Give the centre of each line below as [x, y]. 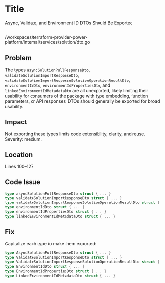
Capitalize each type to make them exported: [51, 243]
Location [19, 155]
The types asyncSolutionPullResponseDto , [48, 70]
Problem [18, 58]
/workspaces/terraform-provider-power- [46, 37]
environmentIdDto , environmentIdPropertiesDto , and [58, 85]
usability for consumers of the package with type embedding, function [77, 96]
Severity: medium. [24, 139]
